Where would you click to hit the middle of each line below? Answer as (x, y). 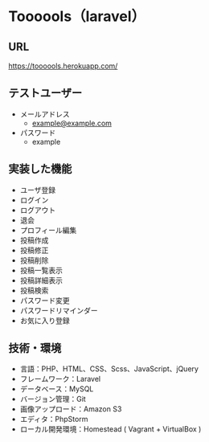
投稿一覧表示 (41, 270)
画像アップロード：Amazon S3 (71, 409)
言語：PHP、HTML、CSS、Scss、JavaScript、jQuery (109, 369)
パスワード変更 (45, 300)
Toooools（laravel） (77, 16)
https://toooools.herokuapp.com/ (63, 66)
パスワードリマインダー (59, 310)
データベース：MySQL (57, 389)
